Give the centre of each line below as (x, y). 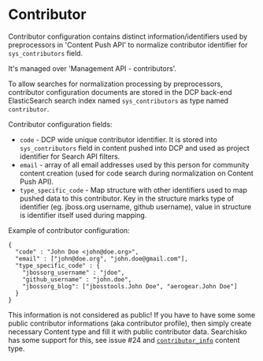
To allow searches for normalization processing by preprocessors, (115, 84)
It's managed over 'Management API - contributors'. (93, 68)
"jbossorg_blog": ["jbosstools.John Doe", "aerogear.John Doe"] (130, 286)
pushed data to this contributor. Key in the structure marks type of (127, 198)
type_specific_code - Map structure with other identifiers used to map (133, 190)
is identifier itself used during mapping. (83, 215)
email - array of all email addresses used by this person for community (134, 164)
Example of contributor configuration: (69, 230)
